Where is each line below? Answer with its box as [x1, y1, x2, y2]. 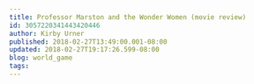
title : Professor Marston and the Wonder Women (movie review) [9, 12, 247, 22]
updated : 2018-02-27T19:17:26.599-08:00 [9, 45, 161, 54]
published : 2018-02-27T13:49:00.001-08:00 [9, 37, 168, 46]
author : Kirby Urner [9, 29, 86, 38]
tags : [9, 62, 29, 71]
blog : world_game [9, 53, 73, 62]
